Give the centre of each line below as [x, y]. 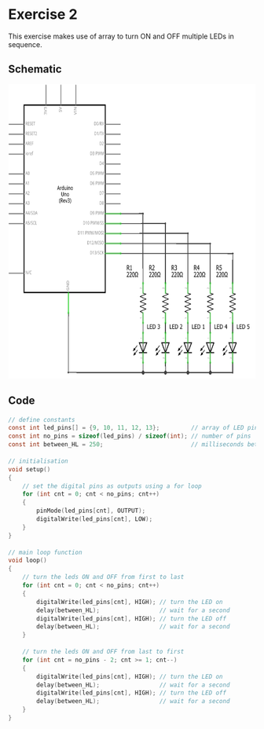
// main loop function [45, 552]
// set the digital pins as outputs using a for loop [112, 486]
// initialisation [38, 461]
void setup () [29, 469]
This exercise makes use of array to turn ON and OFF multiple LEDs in [121, 36]
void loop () [27, 560]
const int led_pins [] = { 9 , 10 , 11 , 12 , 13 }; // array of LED [126, 428]
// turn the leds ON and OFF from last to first [103, 652]
